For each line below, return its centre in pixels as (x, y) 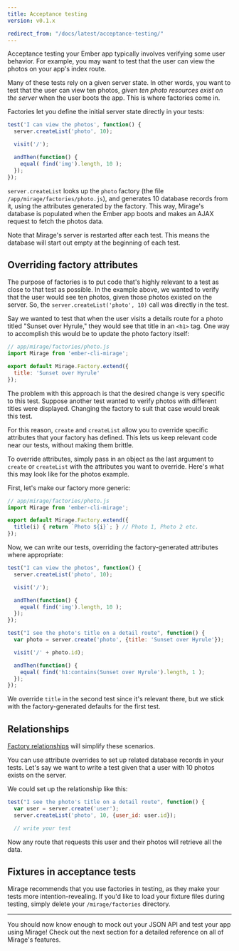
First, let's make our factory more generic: (69, 488)
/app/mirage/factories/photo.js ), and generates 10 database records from (118, 198)
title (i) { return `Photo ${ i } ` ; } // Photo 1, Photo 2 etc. (106, 527)
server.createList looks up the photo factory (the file (86, 190)
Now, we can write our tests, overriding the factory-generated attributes (113, 547)
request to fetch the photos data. (55, 221)
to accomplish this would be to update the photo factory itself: (99, 334)
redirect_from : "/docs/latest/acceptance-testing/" (85, 34)
